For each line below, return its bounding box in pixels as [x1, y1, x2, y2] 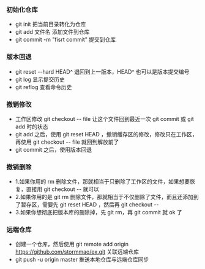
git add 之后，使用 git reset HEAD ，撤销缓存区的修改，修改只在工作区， [15, 130, 198, 138]
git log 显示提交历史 [15, 76, 65, 83]
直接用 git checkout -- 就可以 [26, 185, 100, 193]
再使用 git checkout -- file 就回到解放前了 [15, 138, 119, 146]
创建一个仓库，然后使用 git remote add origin [15, 241, 129, 248]
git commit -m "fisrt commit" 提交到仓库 [15, 36, 116, 44]
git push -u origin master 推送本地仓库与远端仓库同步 [15, 256, 149, 263]
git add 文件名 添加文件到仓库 [15, 28, 90, 36]
